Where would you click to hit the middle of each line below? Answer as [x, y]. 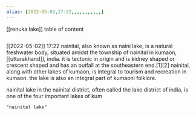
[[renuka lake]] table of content [45, 29]
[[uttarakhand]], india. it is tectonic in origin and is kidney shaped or [91, 58]
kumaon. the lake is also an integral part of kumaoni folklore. [81, 78]
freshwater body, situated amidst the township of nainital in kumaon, [92, 52]
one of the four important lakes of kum [54, 96]
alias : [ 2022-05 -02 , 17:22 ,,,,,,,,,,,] [55, 12]
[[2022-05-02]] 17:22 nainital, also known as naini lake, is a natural [90, 46]
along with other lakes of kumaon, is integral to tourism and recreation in [96, 71]
